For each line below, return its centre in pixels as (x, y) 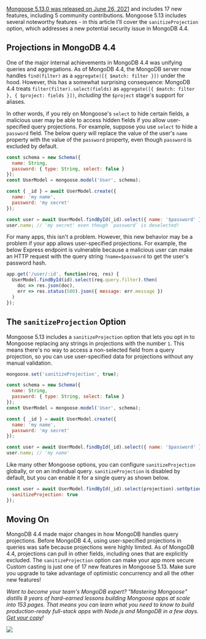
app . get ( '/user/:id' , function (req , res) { (63, 274)
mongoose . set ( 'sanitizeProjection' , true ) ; (63, 374)
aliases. (16, 101)
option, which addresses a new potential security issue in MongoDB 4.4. (97, 28)
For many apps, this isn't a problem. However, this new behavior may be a (100, 237)
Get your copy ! (25, 618)
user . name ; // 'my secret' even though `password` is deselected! (93, 225)
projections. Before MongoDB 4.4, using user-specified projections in (94, 541)
